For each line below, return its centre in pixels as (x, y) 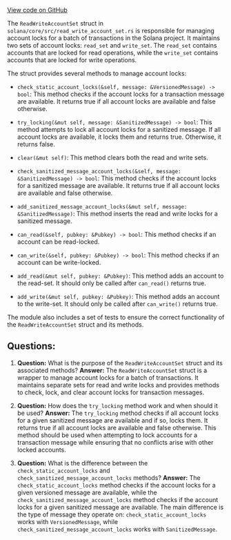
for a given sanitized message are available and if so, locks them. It (112, 420)
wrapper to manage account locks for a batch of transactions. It (108, 377)
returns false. (36, 144)
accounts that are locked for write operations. (72, 60)
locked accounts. (42, 450)
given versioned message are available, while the (87, 492)
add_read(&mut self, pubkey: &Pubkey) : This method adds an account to (120, 276)
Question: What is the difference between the (82, 463)
